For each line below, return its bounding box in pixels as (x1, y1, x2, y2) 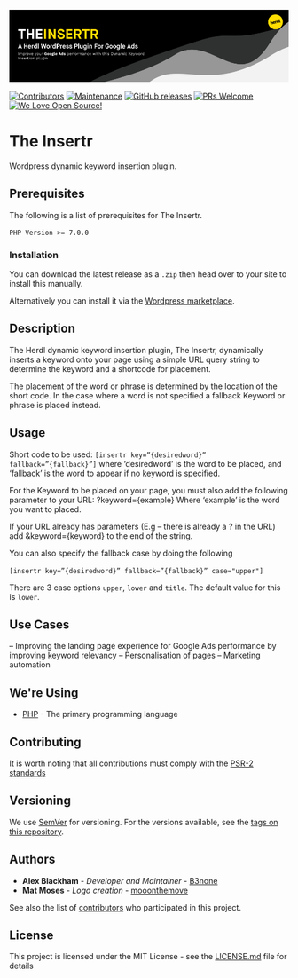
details (9, 960, 34, 972)
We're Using (9, 685, 79, 700)
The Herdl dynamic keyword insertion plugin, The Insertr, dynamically (9, 344, 263, 355)
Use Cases (9, 617, 70, 632)
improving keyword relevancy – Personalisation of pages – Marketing (9, 650, 261, 661)
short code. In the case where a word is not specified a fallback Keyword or (9, 390, 286, 400)
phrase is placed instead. (9, 399, 101, 410)
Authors (9, 852, 56, 867)
